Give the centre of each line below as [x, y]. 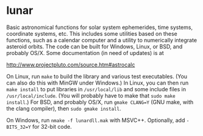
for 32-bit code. [52, 126]
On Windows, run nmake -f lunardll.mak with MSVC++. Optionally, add [96, 120]
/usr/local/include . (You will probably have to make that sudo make [91, 96]
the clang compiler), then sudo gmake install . [64, 108]
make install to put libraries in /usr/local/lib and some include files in [96, 89]
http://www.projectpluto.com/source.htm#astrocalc [71, 65]
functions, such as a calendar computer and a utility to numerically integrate [102, 40]
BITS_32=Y [19, 127]
